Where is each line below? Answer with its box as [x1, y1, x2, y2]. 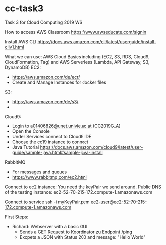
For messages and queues [12, 169, 67, 175]
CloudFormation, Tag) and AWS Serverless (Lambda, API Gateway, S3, [5, 59, 150, 65]
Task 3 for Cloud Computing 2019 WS [5, 19, 83, 25]
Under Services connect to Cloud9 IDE [12, 133, 92, 139]
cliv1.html [5, 44, 24, 50]
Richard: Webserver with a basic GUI [12, 223, 88, 229]
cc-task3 [5, 3, 44, 14]
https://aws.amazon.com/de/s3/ [12, 98, 79, 105]
